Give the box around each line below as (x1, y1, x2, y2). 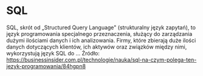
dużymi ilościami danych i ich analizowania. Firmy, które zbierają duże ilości (6, 36, 196, 44)
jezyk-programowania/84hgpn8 (6, 62, 86, 70)
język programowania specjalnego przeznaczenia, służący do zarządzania (6, 30, 193, 37)
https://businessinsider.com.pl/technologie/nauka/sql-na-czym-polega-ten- (6, 56, 197, 63)
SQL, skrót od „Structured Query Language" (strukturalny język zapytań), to (6, 24, 196, 31)
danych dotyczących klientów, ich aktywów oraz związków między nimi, (6, 43, 187, 50)
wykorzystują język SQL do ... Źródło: (6, 49, 100, 57)
